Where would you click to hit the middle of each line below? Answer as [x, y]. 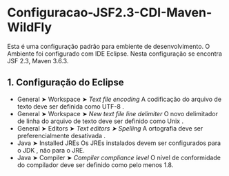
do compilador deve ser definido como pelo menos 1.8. [95, 165]
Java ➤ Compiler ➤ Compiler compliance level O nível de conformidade [119, 157]
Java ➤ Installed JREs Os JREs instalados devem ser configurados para [119, 143]
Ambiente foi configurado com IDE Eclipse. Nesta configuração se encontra [114, 54]
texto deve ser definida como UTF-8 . [70, 106]
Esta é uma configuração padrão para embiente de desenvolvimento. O [109, 46]
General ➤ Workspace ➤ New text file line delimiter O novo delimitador [118, 113]
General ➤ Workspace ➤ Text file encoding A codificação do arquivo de [119, 99]
